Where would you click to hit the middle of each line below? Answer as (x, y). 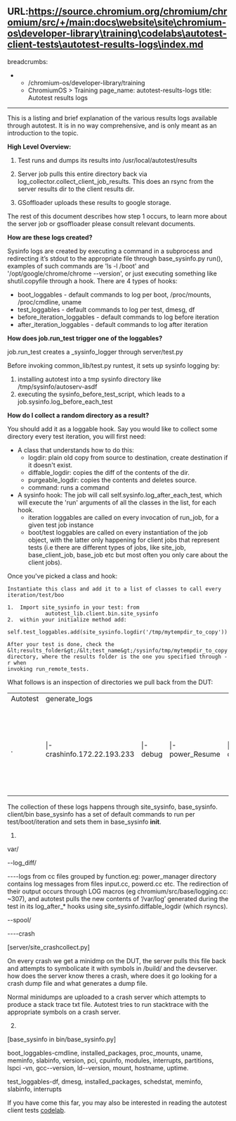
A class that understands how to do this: (76, 450)
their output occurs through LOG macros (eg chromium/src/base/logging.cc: (118, 891)
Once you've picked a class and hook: (63, 576)
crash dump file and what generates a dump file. (78, 983)
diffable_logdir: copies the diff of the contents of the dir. (109, 472)
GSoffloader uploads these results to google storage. (94, 202)
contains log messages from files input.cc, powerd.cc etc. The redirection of (118, 884)
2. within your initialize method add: (67, 619)
